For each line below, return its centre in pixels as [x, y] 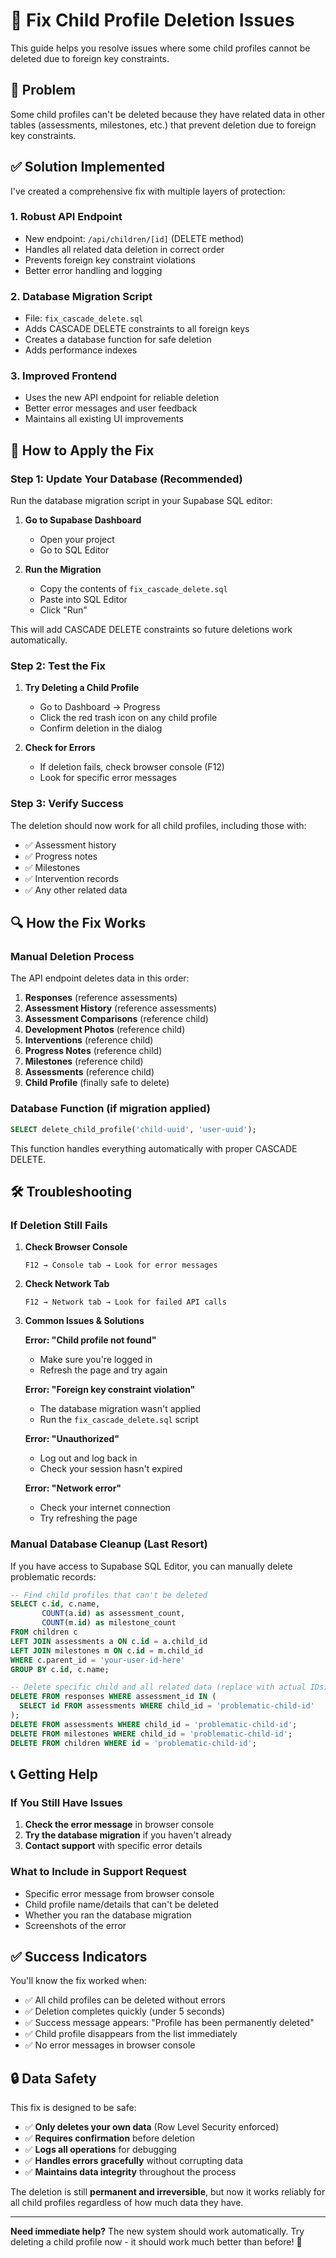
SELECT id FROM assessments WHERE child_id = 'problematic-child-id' [167, 1706]
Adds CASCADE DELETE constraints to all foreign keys [137, 329]
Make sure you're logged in [96, 1360]
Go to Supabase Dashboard [83, 520]
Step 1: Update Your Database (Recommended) [126, 479]
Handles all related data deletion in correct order [124, 249]
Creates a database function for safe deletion [118, 340]
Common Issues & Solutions [84, 1321]
